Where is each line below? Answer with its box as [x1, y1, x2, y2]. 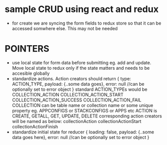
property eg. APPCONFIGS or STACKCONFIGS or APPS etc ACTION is [12, 107, 157, 113]
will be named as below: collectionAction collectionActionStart [12, 118, 142, 124]
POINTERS [5, 43, 50, 55]
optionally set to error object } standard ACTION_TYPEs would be [12, 86, 148, 92]
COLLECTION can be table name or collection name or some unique [12, 102, 153, 108]
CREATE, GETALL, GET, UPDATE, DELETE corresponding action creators [12, 113, 162, 119]
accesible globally [12, 70, 50, 76]
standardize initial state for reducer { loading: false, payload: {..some [12, 129, 154, 135]
